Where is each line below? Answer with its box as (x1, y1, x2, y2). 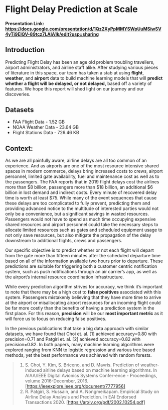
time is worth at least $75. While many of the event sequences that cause (5, 195, 157, 201)
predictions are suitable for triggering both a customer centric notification (5, 263, 157, 269)
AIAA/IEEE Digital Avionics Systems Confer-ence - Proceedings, (25, 373, 157, 379)
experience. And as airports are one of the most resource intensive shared (5, 163, 159, 169)
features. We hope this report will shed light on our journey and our (5, 85, 144, 91)
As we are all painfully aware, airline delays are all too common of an (5, 157, 147, 164)
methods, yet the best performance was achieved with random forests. (5, 352, 152, 358)
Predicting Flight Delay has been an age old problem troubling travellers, (5, 59, 154, 65)
